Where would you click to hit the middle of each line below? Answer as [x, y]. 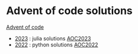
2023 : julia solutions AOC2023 [53, 38]
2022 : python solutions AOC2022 [56, 45]
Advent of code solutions [70, 11]
